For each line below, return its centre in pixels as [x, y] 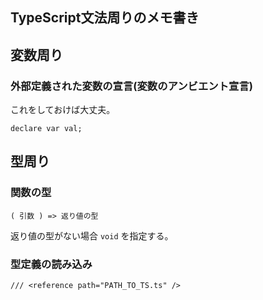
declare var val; [46, 129]
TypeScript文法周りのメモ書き [105, 18]
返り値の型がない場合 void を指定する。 [92, 235]
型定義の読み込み [51, 264]
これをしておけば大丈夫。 [63, 110]
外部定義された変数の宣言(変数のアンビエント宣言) [131, 86]
